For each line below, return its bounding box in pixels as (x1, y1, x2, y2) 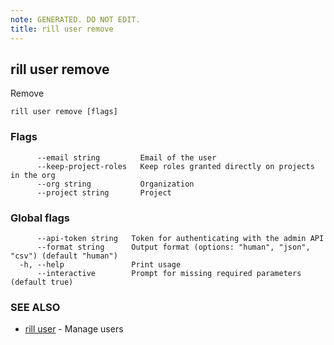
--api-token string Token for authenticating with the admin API (36, 233, 325, 243)
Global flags (10, 211, 70, 225)
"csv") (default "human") (10, 251, 118, 261)
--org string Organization (36, 179, 195, 189)
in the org (10, 170, 56, 180)
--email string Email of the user (36, 152, 217, 163)
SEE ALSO (10, 300, 61, 314)
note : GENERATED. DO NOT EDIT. (10, 14, 141, 25)
